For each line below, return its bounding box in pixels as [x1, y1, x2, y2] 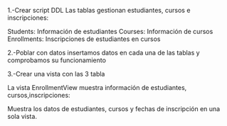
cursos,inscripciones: [7, 91, 70, 99]
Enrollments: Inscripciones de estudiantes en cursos [7, 35, 161, 43]
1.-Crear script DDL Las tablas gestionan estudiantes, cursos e [7, 6, 191, 14]
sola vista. [7, 113, 38, 120]
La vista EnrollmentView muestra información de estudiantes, [7, 84, 187, 91]
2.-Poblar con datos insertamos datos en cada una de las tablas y [7, 49, 201, 57]
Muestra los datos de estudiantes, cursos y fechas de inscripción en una [7, 105, 221, 113]
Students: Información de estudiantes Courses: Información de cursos [7, 28, 213, 35]
